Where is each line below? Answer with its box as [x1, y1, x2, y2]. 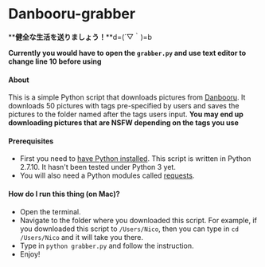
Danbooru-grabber [8, 5, 136, 23]
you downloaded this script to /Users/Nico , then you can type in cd [19, 224, 239, 234]
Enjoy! [19, 249, 41, 259]
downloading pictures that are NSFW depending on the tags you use [8, 118, 239, 128]
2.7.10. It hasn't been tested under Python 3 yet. [19, 163, 177, 172]
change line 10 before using [8, 57, 102, 66]
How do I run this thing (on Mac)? [8, 189, 121, 198]
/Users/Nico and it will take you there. [19, 232, 144, 241]
